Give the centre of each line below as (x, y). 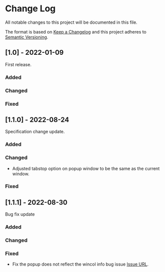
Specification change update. (35, 132)
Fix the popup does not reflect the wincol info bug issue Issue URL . (80, 264)
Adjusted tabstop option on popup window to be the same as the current (86, 168)
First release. (18, 64)
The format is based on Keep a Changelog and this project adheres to (76, 32)
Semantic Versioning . (27, 37)
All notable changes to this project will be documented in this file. (71, 22)
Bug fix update (20, 214)
